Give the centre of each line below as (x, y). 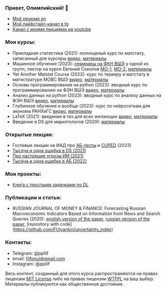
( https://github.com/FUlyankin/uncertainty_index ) (62, 229)
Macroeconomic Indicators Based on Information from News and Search (86, 214)
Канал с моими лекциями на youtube (52, 29)
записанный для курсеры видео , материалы (59, 58)
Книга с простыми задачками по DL (51, 185)
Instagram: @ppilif (31, 264)
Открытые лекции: (29, 135)
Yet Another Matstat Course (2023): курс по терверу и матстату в (81, 74)
